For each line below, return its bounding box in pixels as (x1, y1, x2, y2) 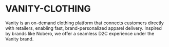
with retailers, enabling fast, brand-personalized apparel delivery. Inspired (5, 25, 162, 31)
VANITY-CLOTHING (5, 3, 91, 15)
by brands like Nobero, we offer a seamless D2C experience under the (5, 30, 155, 36)
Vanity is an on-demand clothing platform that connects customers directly (5, 20, 164, 26)
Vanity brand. (5, 36, 34, 42)
